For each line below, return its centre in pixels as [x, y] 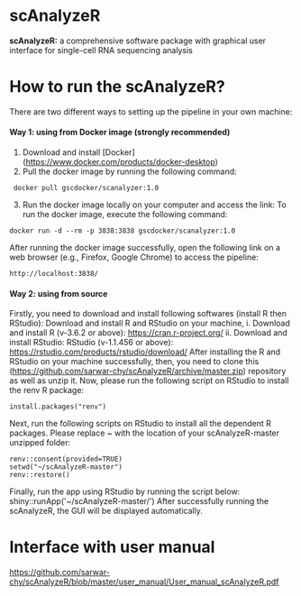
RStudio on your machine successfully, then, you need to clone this [134, 362]
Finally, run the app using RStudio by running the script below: [125, 491]
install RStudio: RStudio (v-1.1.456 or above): [91, 343]
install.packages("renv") [58, 407]
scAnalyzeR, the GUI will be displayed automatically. [106, 511]
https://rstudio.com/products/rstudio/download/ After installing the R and [145, 352]
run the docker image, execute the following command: [125, 215]
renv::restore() [40, 475]
